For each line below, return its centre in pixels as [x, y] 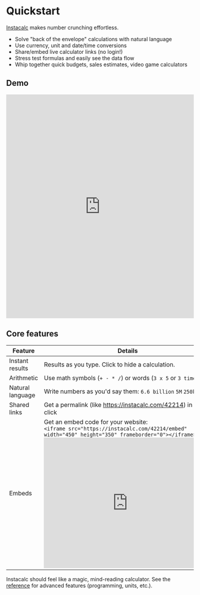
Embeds [21, 493]
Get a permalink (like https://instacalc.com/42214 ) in [118, 405]
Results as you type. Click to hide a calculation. [110, 364]
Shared [19, 405]
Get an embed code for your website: [96, 422]
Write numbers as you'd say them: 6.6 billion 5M [113, 391]
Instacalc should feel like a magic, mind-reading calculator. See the [88, 579]
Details [128, 350]
